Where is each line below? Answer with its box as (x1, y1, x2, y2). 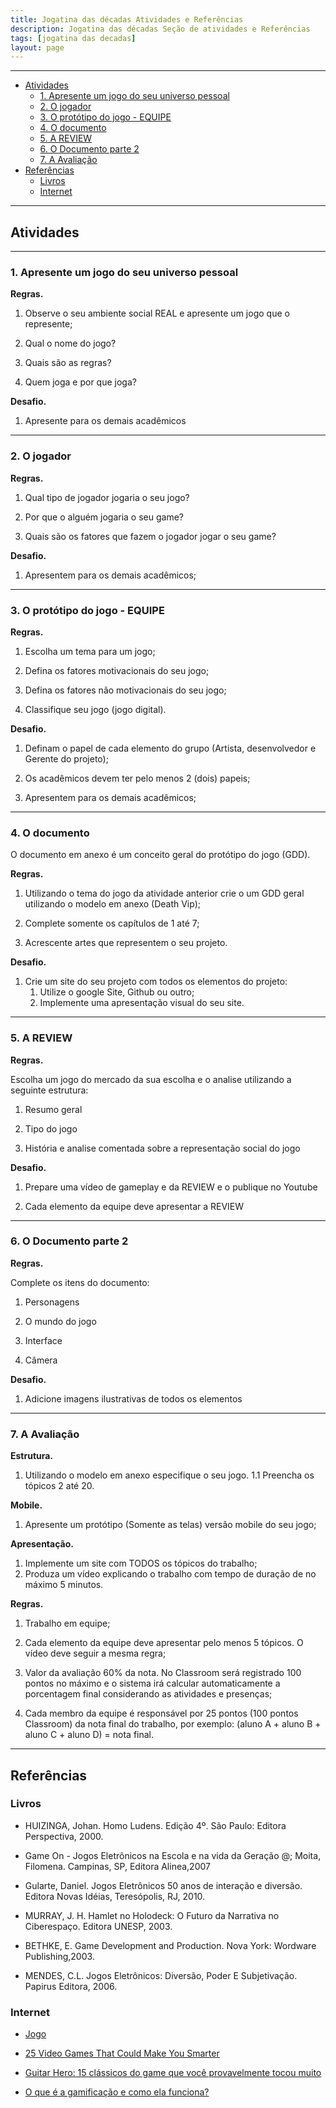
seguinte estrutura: (10, 1084, 89, 1096)
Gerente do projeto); (24, 752, 109, 765)
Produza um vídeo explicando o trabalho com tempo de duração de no (24, 1568, 317, 1580)
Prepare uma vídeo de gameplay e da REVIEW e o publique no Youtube (24, 1181, 318, 1193)
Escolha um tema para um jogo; (24, 645, 156, 657)
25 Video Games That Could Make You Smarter (24, 2047, 220, 2060)
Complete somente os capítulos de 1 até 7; (24, 917, 200, 930)
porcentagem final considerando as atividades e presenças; (24, 1688, 273, 1700)
